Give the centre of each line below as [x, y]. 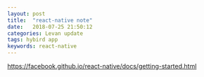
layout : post [26, 14]
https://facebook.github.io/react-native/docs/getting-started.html [102, 66]
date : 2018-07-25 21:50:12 [50, 27]
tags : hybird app [33, 40]
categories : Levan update [45, 33]
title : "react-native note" [50, 20]
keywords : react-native [42, 46]
